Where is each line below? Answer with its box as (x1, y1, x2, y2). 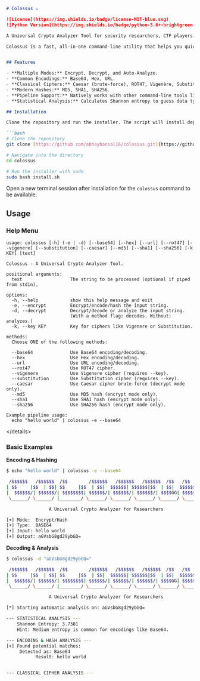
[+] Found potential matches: (6, 643, 82, 649)
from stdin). (6, 282, 39, 288)
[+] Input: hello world (6, 528, 65, 534)
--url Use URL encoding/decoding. (11, 360, 140, 366)
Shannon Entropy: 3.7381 (17, 621, 79, 627)
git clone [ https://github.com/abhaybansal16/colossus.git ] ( (6, 141, 161, 147)
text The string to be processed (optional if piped (11, 276, 190, 283)
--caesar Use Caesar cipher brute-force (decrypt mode (11, 381, 185, 387)
